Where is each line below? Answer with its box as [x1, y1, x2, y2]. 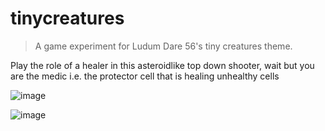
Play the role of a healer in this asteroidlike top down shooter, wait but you [10, 59, 315, 71]
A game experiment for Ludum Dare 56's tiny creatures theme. [34, 40, 293, 52]
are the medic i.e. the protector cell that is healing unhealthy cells [10, 70, 280, 82]
